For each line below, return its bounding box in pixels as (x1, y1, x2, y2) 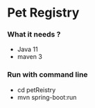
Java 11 (17, 45, 38, 53)
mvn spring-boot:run (17, 93, 77, 101)
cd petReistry (17, 85, 56, 94)
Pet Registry (7, 5, 80, 21)
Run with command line (7, 70, 88, 80)
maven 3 (17, 53, 43, 61)
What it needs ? (7, 30, 61, 39)
